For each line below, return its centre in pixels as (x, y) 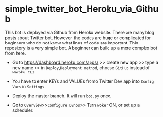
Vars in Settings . (29, 86)
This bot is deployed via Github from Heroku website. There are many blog (80, 32)
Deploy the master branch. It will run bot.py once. (62, 96)
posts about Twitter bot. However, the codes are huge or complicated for (78, 38)
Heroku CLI (23, 72)
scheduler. (23, 110)
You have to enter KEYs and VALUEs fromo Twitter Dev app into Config (83, 81)
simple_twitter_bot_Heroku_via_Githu (82, 9)
